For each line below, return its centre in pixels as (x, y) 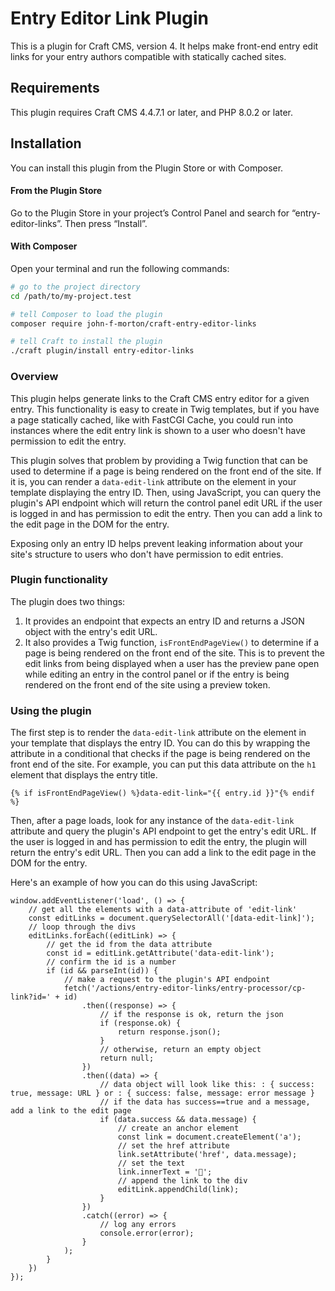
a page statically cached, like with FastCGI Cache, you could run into (152, 419)
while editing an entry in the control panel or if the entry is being (157, 674)
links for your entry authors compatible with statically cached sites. (148, 56)
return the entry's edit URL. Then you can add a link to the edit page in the (163, 853)
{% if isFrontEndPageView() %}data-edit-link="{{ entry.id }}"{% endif (162, 793)
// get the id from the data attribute (129, 945)
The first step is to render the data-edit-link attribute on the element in (158, 733)
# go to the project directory (75, 287)
